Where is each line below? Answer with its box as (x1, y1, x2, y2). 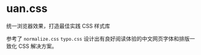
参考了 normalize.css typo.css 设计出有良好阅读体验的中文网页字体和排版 (6, 35, 190, 42)
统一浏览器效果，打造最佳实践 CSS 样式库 (6, 22, 111, 29)
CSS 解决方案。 (18, 42, 58, 50)
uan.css (6, 2, 48, 16)
